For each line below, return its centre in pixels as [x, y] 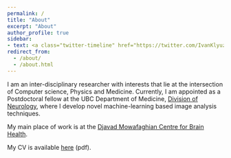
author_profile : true [38, 33]
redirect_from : [29, 52]
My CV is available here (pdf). [49, 147]
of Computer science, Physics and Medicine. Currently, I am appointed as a [114, 91]
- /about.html [33, 65]
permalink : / [26, 13]
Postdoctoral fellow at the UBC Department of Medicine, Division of [102, 99]
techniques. [24, 113]
